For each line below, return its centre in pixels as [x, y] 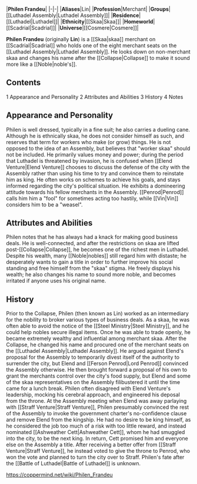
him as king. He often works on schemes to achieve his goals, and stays [93, 179]
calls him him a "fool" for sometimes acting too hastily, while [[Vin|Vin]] [92, 198]
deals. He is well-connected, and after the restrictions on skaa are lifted [93, 243]
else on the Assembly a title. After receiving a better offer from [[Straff [91, 445]
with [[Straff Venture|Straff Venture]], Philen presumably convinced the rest [98, 407]
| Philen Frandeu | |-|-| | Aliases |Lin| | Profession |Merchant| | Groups [88, 9]
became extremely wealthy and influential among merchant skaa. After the [96, 339]
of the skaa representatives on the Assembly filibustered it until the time [93, 382]
